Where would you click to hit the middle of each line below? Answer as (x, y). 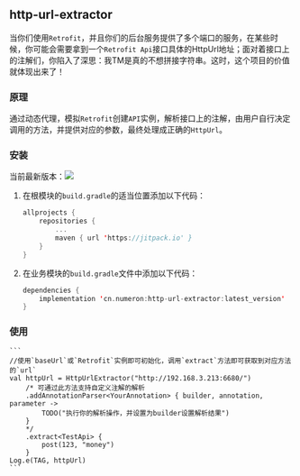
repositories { (68, 221)
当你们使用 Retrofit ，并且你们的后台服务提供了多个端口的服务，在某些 (140, 37)
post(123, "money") (78, 444)
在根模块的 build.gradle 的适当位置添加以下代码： (114, 196)
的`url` (23, 370)
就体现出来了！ (37, 71)
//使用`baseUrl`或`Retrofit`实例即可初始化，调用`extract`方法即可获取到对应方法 (150, 361)
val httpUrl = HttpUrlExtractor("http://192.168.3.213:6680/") (131, 378)
